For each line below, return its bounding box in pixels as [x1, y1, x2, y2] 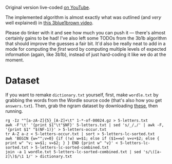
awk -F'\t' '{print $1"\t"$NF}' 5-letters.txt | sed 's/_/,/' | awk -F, [5, 122, 164, 128]
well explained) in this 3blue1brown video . [5, 20, 94, 26]
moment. [5, 57, 24, 63]
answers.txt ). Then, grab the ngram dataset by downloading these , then [5, 102, 158, 109]
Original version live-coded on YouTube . [5, 5, 91, 10]
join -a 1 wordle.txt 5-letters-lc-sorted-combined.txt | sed [5, 149, 141, 154]
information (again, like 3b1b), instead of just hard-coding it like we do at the [5, 51, 166, 57]
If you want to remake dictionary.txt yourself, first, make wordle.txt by [5, 92, 159, 98]
